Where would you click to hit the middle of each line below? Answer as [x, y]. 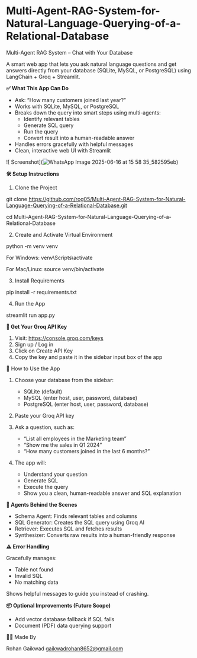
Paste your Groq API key [44, 415]
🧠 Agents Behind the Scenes [42, 504]
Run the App [30, 303]
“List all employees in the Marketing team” [75, 438]
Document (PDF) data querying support [63, 625]
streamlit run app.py [30, 315]
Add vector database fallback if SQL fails [64, 619]
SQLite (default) [43, 391]
